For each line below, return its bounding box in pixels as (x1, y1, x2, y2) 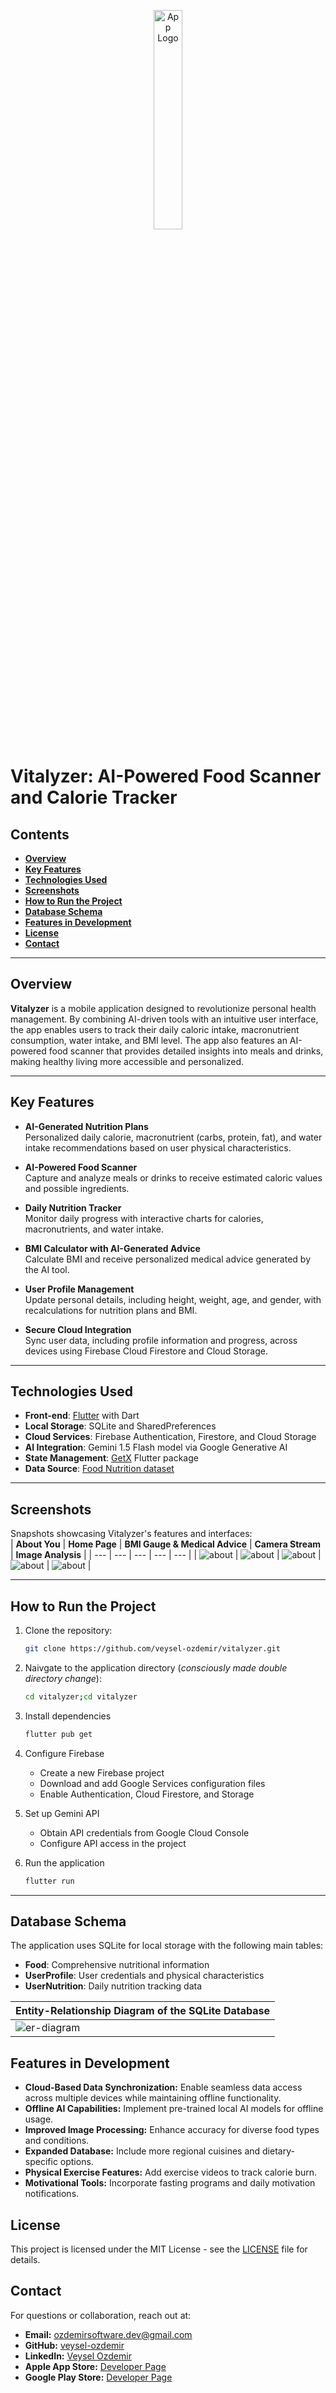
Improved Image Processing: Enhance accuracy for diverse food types (24, 2124, 320, 2136)
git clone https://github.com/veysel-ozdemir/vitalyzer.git (24, 1644, 281, 1654)
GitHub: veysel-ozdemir (24, 2339, 125, 2351)
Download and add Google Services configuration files (39, 1777, 266, 1789)
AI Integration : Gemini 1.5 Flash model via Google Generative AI (24, 1441, 288, 1454)
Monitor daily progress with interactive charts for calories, (24, 1212, 264, 1224)
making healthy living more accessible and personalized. (10, 1055, 245, 1067)
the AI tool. (24, 1263, 70, 1275)
